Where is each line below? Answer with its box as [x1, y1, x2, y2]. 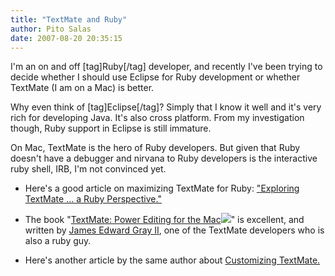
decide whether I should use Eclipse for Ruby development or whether [10, 71, 301, 83]
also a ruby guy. [24, 235, 92, 247]
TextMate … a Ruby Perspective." [24, 193, 162, 205]
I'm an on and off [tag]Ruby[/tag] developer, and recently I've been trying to [10, 61, 323, 73]
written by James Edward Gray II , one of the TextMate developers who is [24, 224, 325, 236]
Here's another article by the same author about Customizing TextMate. [24, 254, 321, 266]
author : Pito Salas [10, 24, 92, 34]
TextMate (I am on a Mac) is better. [10, 82, 155, 94]
